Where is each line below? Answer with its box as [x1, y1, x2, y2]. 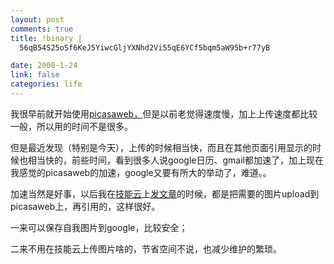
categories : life [10, 79, 83, 90]
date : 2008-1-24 [10, 61, 78, 71]
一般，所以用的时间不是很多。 [10, 120, 133, 132]
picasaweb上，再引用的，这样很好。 [10, 200, 161, 212]
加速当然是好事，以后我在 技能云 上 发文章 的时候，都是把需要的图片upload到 [10, 187, 320, 200]
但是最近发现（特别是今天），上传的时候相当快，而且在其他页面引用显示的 [10, 141, 313, 153]
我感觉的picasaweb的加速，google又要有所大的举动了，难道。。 [10, 166, 272, 178]
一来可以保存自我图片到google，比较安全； [10, 221, 188, 233]
